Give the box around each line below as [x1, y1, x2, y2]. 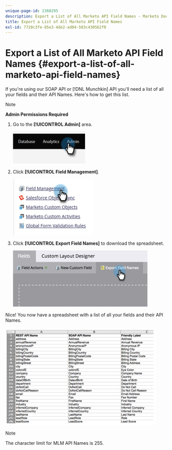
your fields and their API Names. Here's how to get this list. [5, 91, 130, 97]
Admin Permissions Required [5, 111, 69, 118]
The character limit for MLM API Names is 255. [5, 440, 104, 446]
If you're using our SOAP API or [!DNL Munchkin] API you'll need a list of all [5, 86, 164, 92]
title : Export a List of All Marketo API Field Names [5, 19, 123, 24]
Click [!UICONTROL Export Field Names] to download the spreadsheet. [12, 240, 164, 246]
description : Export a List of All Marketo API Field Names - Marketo [5, 13, 159, 19]
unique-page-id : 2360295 [5, 8, 58, 13]
